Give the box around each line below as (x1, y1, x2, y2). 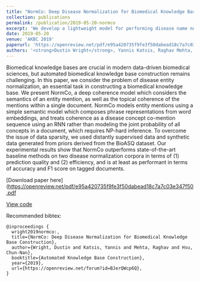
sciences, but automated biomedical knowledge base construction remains (6, 70, 190, 77)
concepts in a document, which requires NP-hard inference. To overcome (6, 127, 186, 134)
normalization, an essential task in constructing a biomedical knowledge (6, 83, 183, 90)
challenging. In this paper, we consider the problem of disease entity (6, 76, 174, 83)
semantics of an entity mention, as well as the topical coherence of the (6, 95, 180, 102)
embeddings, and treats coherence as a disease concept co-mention (6, 114, 176, 121)
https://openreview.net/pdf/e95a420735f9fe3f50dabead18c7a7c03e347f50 (8, 183, 194, 190)
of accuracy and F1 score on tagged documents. (6, 165, 125, 172)
